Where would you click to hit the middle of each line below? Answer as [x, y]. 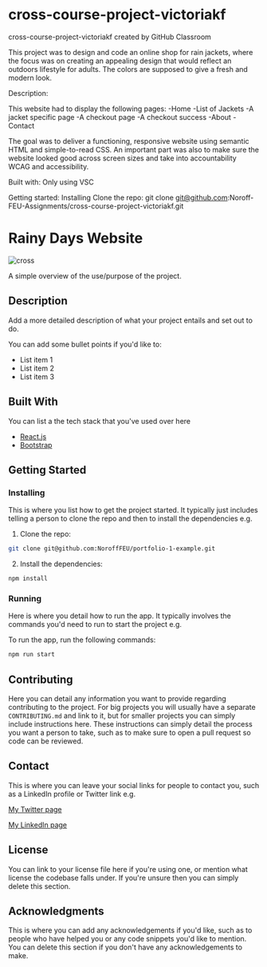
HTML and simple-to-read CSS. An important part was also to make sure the [134, 149]
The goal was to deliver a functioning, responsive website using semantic [129, 141]
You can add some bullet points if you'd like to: [85, 344]
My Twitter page [35, 809]
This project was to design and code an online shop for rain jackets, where [131, 52]
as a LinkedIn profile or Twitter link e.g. [72, 794]
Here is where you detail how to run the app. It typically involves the [120, 616]
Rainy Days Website [76, 238]
